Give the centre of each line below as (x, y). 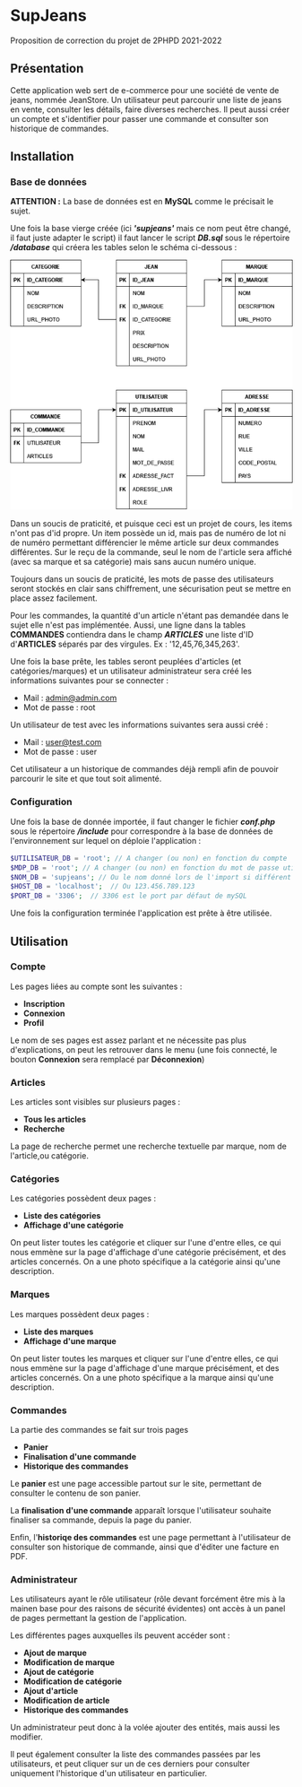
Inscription (44, 1003)
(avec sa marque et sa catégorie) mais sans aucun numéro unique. (133, 562)
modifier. (26, 1737)
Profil (34, 1022)
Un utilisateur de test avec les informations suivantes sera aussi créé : (139, 725)
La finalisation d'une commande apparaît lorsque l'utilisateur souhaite (141, 1510)
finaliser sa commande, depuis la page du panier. (101, 1520)
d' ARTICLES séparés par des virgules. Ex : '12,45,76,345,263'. (125, 644)
